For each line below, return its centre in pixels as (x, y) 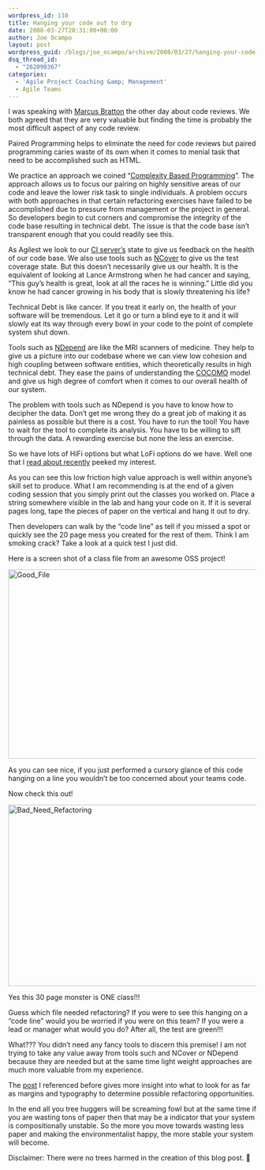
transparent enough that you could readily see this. (91, 235)
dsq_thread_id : (33, 60)
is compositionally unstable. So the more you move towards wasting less (126, 1126)
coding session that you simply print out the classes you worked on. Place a (131, 494)
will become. (29, 1142)
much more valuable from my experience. (76, 1070)
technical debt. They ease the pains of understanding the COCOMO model (129, 373)
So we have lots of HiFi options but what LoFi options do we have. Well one (130, 454)
